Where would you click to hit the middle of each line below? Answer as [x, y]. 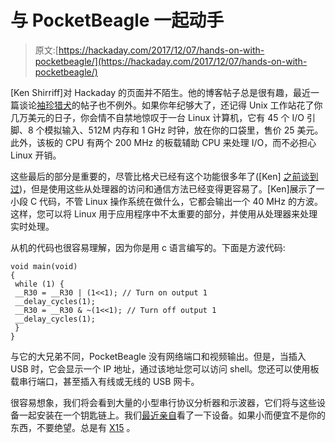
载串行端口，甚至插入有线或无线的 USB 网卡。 [105, 381]
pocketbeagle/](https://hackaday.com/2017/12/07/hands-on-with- [171, 61]
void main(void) [44, 266]
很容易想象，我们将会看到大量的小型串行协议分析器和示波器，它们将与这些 [163, 402]
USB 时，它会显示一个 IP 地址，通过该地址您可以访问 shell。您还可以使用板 [165, 368]
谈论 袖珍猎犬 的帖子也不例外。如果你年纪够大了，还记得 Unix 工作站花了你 [170, 105]
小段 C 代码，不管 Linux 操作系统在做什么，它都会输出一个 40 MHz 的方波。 [166, 201]
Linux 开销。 [36, 155]
